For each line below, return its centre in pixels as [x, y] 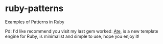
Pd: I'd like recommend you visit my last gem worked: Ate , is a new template [82, 31]
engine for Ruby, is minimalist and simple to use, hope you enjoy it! [72, 36]
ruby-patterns [34, 8]
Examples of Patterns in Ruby [35, 22]
